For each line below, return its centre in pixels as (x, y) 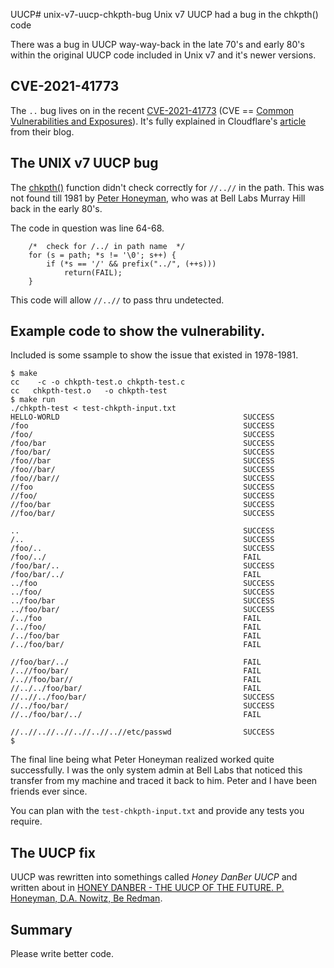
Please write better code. (62, 954)
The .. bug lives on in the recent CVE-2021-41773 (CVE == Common (152, 110)
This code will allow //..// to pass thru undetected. (117, 300)
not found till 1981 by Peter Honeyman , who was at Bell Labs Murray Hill (158, 198)
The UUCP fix (53, 852)
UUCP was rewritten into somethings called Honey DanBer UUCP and (154, 877)
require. (26, 821)
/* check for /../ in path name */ (107, 246)
